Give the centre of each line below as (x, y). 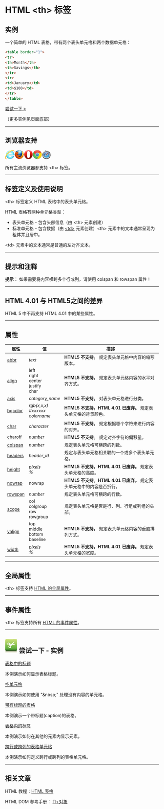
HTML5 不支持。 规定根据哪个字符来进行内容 (109, 423)
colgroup (38, 506)
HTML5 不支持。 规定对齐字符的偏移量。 (105, 437)
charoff (14, 437)
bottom (36, 534)
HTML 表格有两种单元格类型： (35, 212)
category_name (44, 398)
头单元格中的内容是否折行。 (92, 486)
